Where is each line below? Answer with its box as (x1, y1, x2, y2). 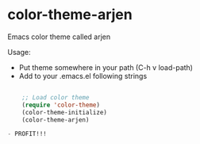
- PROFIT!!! (7, 130, 47, 138)
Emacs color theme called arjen (7, 32, 111, 41)
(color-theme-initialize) (21, 108, 108, 116)
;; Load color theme (21, 93, 90, 101)
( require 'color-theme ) (21, 101, 101, 109)
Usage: (7, 47, 31, 56)
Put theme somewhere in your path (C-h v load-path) (18, 62, 194, 72)
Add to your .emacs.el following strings (18, 71, 148, 80)
